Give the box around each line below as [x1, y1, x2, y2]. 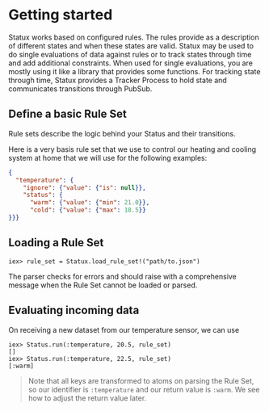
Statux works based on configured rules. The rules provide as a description [8, 32, 260, 42]
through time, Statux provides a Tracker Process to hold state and [8, 75, 228, 85]
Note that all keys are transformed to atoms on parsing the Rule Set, [27, 375, 254, 385]
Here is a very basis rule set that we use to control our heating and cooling [8, 144, 257, 154]
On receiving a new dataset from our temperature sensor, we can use [8, 325, 240, 334]
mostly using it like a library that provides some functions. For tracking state [8, 66, 261, 76]
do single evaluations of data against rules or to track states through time [8, 49, 252, 59]
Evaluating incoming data [8, 304, 140, 317]
